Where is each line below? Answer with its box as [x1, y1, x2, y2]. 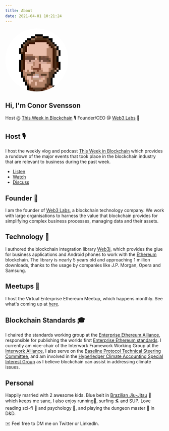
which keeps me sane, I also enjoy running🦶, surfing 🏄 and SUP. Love [5, 398, 151, 404]
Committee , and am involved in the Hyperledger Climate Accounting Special [5, 353, 163, 359]
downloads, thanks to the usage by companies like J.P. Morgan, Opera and [5, 262, 161, 268]
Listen [12, 169, 26, 175]
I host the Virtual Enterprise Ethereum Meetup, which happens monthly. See [5, 295, 163, 301]
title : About [5, 8, 33, 13]
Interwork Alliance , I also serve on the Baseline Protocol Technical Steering [5, 348, 161, 354]
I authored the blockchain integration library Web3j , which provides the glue [5, 246, 163, 252]
